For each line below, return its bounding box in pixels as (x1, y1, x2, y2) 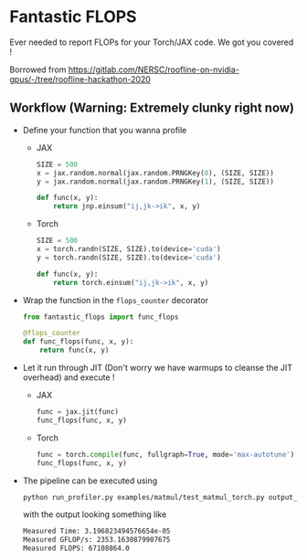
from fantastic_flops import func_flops (22, 312, 179, 322)
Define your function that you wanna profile (22, 124, 187, 135)
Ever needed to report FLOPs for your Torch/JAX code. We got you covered (9, 37, 294, 48)
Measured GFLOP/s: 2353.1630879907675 (22, 535, 171, 544)
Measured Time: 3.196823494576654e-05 (22, 527, 171, 536)
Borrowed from (9, 64, 67, 75)
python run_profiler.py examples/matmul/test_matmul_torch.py (22, 492, 265, 502)
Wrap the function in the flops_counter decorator (22, 294, 208, 305)
